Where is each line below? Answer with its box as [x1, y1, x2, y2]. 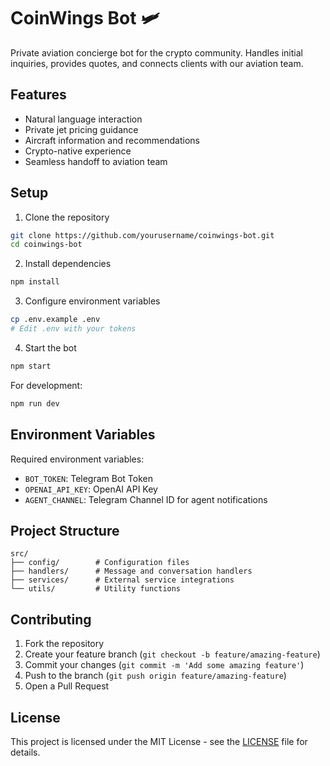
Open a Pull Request [24, 680, 110, 692]
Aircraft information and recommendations [24, 134, 200, 146]
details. [10, 746, 41, 758]
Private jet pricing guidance [24, 123, 139, 135]
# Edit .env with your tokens [10, 324, 137, 334]
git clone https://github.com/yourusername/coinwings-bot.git [10, 230, 275, 240]
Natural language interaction [24, 113, 143, 125]
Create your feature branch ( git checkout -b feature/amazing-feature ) [24, 648, 321, 660]
